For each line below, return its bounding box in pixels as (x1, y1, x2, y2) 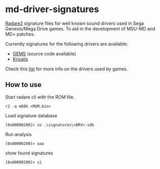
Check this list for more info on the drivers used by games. (5, 66, 128, 72)
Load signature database (5, 112, 57, 118)
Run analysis (5, 131, 32, 137)
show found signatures (5, 150, 53, 156)
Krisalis (12, 56, 28, 62)
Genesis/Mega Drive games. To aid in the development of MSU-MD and (5, 25, 156, 31)
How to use (5, 80, 42, 89)
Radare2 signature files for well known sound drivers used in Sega (5, 20, 144, 26)
